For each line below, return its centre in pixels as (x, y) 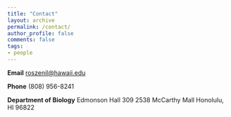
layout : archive (31, 20)
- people (20, 53)
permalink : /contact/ (39, 27)
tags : (15, 46)
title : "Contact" (33, 14)
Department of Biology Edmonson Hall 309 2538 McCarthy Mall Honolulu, (115, 99)
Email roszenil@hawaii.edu (46, 73)
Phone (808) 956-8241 (41, 86)
